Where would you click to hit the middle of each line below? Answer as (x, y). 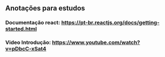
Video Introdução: (28, 42)
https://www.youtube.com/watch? (96, 42)
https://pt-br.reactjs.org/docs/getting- (110, 23)
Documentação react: (33, 23)
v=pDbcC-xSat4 (26, 49)
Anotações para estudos (45, 8)
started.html (21, 29)
